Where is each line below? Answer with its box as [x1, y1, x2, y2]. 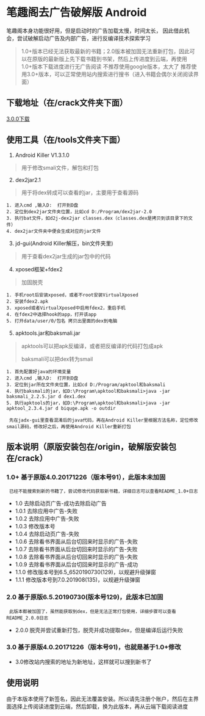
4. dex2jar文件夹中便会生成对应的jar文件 [6, 228, 101, 234]
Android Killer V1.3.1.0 [15, 151, 70, 159]
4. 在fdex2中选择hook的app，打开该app [6, 311, 96, 318]
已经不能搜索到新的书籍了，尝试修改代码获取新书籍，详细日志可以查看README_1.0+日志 [9, 488, 198, 495]
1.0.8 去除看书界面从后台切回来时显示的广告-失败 [15, 553, 138, 561]
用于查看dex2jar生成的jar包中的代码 [21, 252, 111, 260]
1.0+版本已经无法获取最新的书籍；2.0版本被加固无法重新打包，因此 [21, 47, 190, 55]
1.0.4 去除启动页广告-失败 [15, 530, 80, 538]
